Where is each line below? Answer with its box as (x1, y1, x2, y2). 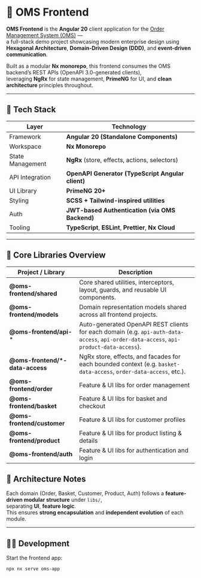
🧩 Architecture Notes (6, 474, 86, 484)
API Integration (9, 173, 51, 181)
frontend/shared (9, 289, 57, 298)
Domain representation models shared (78, 303, 187, 311)
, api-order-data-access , (97, 335, 167, 343)
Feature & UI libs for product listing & (78, 429, 182, 437)
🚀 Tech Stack (6, 104, 56, 115)
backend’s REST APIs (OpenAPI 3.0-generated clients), (6, 68, 142, 76)
